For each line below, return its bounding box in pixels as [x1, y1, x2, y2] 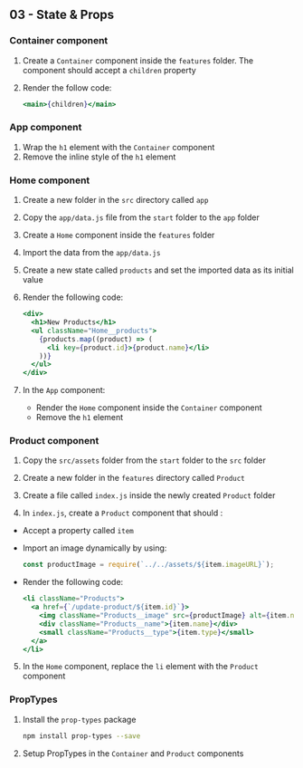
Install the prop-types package [22, 714, 137, 725]
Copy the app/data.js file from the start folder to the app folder [22, 212, 260, 223]
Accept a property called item [22, 525, 134, 536]
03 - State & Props [9, 7, 115, 23]
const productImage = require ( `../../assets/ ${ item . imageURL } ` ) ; [22, 561, 274, 570]
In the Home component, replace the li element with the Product [22, 661, 260, 672]
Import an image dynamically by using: [22, 542, 167, 553]
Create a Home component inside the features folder [22, 230, 215, 241]
